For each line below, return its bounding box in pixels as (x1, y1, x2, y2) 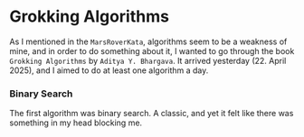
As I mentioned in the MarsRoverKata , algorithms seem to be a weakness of (9, 36, 288, 47)
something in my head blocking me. (9, 117, 143, 128)
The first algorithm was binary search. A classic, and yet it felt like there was (9, 108, 294, 119)
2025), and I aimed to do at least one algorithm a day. (9, 65, 209, 76)
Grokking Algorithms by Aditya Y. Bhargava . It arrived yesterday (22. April (9, 55, 287, 66)
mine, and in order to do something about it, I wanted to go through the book (9, 45, 295, 56)
